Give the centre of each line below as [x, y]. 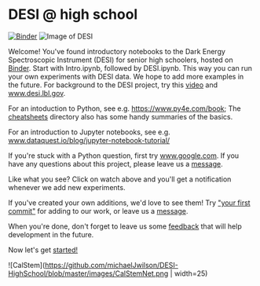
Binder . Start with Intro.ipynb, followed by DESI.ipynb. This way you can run [130, 68]
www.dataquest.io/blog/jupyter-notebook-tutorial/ [89, 140]
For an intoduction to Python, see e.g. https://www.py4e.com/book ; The [125, 108]
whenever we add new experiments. [67, 187]
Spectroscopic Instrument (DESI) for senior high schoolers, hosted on [121, 60]
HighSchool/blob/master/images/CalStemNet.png [88, 273]
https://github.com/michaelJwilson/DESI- [112, 265]
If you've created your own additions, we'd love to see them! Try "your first [129, 203]
